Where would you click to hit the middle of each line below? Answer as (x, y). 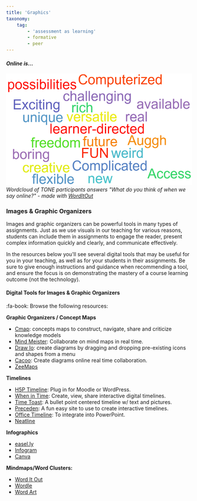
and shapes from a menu (45, 354)
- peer (35, 44)
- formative (42, 38)
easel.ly (24, 444)
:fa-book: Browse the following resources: (57, 306)
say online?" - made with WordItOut (50, 196)
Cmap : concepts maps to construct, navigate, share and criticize (93, 329)
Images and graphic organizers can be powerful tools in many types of (92, 224)
